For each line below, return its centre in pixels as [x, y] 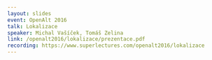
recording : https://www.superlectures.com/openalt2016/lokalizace [106, 46]
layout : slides [29, 13]
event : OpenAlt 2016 [37, 20]
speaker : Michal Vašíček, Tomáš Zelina [65, 33]
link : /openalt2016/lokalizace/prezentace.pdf [76, 39]
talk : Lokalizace [33, 26]
